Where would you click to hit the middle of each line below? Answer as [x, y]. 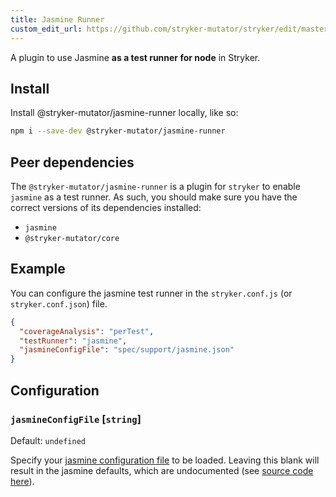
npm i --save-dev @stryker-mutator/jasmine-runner [118, 131]
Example [38, 269]
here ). [22, 481]
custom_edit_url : [46, 29]
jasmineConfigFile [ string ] [76, 419]
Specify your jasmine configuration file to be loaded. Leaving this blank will [165, 460]
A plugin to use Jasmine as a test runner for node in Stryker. [135, 57]
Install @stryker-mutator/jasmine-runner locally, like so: [124, 113]
